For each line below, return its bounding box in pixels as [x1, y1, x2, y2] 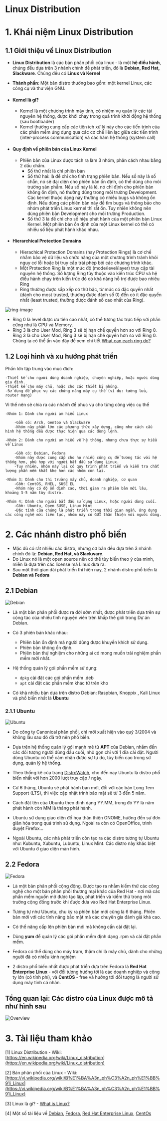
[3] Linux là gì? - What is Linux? [5, 1101, 70, 1107]
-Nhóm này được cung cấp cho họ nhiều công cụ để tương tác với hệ [14, 455, 157, 460]
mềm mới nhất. [19, 655, 51, 661]
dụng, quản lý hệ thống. [12, 760, 62, 766]
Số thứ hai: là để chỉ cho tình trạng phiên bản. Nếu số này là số [27, 173, 156, 179]
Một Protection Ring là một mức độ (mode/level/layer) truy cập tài [19, 265, 155, 271]
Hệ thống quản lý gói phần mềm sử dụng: [12, 665, 98, 671]
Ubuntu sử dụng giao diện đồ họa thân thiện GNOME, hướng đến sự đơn [12, 814, 161, 820]
